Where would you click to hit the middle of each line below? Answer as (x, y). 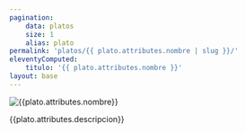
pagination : (31, 18)
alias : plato (50, 43)
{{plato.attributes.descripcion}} (67, 119)
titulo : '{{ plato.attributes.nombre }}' (104, 68)
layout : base (34, 76)
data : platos (50, 26)
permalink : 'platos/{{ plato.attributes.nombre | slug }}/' (124, 51)
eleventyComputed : (44, 59)
